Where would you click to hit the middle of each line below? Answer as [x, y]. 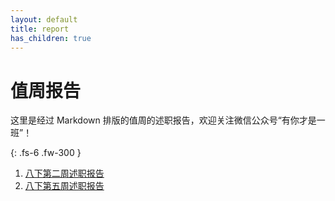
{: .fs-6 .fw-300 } [46, 153]
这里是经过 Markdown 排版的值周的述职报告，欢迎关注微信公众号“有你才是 [163, 120]
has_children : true [51, 38]
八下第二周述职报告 [64, 173]
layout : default [44, 19]
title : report [40, 29]
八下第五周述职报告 [64, 186]
